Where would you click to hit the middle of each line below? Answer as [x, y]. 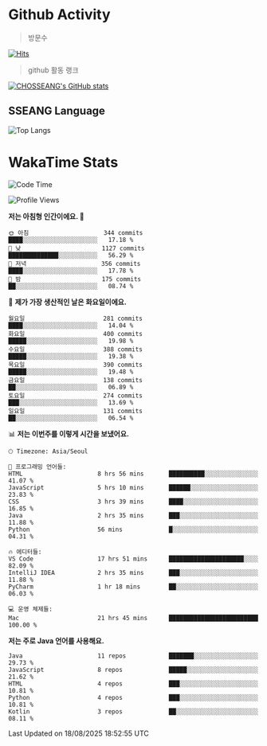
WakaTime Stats [63, 162]
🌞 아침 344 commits [76, 232]
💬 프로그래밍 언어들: [37, 467]
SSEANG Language [57, 111]
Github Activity [59, 15]
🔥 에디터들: [25, 552]
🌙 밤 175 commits [75, 279]
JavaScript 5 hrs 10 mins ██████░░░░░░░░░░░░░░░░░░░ [133, 487]
